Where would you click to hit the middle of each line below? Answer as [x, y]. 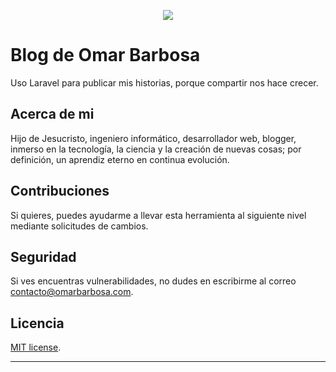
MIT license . [36, 347]
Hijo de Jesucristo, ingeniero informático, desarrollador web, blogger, [153, 138]
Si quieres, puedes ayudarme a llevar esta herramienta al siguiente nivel [158, 215]
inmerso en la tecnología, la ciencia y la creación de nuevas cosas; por [156, 149]
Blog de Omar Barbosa [105, 55]
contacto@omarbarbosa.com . [72, 292]
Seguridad [43, 256]
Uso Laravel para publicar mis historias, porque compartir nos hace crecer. [164, 82]
